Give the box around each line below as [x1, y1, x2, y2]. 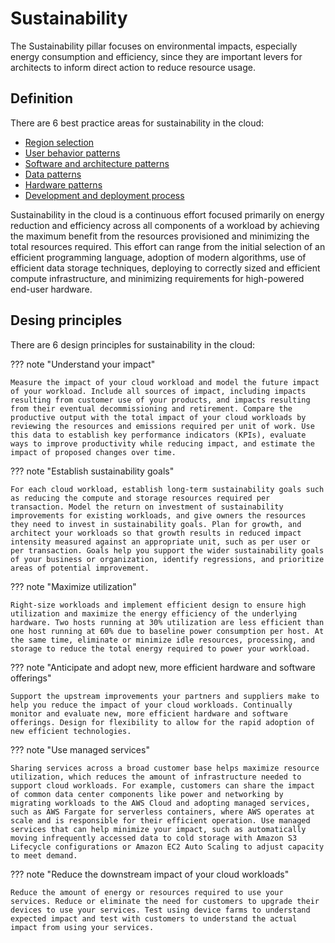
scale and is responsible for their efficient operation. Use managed [10, 815, 311, 826]
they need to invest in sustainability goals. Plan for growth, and [10, 519, 302, 529]
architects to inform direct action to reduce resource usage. [10, 61, 256, 73]
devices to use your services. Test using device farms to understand [10, 905, 311, 915]
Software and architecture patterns [24, 157, 170, 169]
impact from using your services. [10, 922, 155, 932]
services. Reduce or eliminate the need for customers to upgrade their [10, 896, 320, 906]
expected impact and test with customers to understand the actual [10, 913, 298, 924]
